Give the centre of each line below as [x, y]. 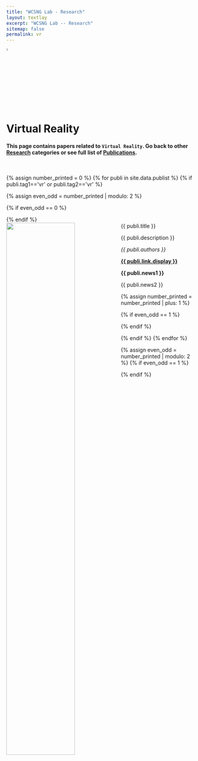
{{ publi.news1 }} [143, 273]
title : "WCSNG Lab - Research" [46, 12]
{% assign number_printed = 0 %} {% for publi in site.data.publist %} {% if [99, 178]
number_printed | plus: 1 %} [155, 303]
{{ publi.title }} [138, 226]
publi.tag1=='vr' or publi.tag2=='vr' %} [54, 184]
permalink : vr [24, 35]
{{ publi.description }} [148, 238]
